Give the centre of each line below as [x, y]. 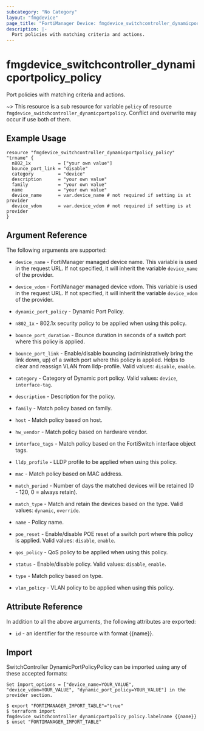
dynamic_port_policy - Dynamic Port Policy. [70, 311]
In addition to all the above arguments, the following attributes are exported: [101, 621]
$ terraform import [31, 711]
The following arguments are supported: [57, 250]
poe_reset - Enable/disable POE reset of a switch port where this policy [104, 533]
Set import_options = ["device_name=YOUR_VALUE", [70, 685]
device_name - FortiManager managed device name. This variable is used [106, 262]
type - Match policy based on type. [59, 576]
